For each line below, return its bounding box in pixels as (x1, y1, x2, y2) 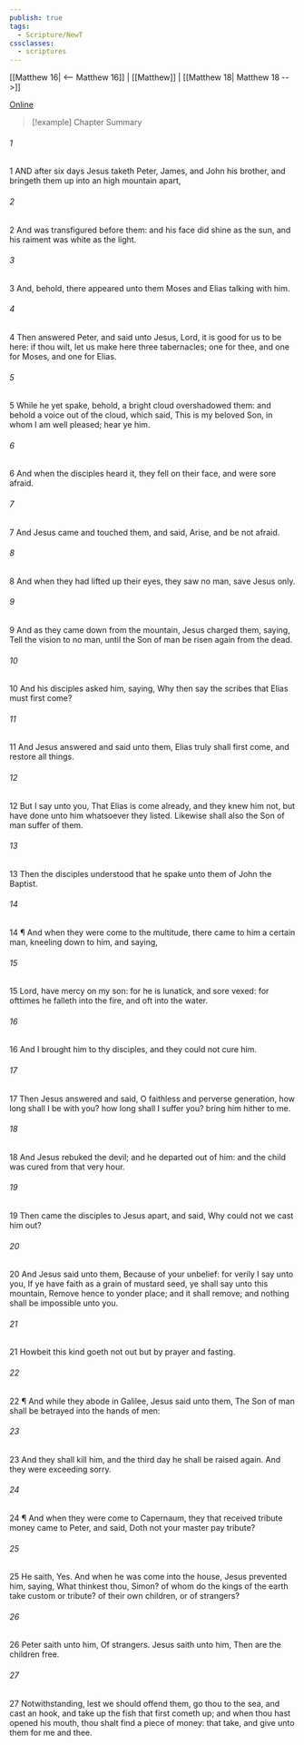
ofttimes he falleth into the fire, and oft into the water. (9, 995, 209, 1006)
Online (9, 99, 34, 110)
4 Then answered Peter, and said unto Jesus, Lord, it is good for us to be (9, 331, 282, 342)
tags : (9, 22, 30, 31)
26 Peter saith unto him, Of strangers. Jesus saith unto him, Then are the (9, 1640, 281, 1651)
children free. (9, 1649, 60, 1660)
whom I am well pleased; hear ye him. (9, 419, 151, 430)
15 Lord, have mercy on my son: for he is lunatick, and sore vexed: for (9, 986, 270, 997)
